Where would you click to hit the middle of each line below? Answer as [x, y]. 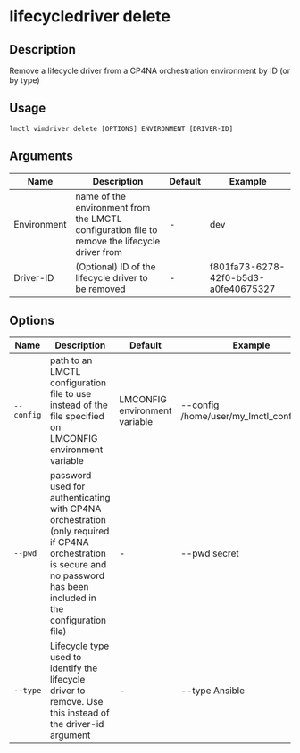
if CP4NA [70, 542]
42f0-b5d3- [237, 277]
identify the [74, 668]
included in [73, 598]
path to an [71, 360]
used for [68, 486]
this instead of [80, 713]
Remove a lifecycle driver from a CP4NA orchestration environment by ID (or [150, 70]
